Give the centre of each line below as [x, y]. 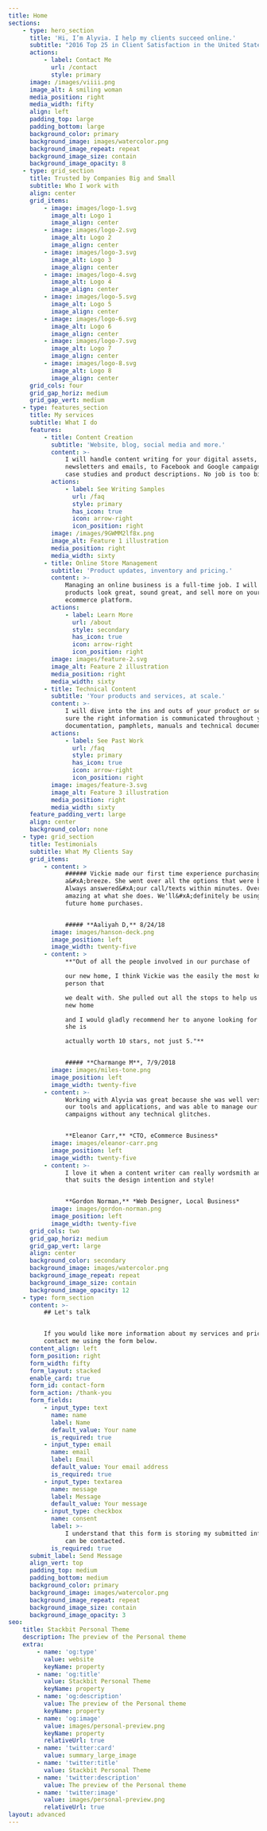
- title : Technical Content [90, 689]
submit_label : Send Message [76, 1556]
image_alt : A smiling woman [76, 90]
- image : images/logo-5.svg [90, 297]
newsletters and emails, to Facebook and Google [147, 467]
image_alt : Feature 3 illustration [110, 793]
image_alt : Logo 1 [81, 216]
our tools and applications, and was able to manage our [161, 1107]
